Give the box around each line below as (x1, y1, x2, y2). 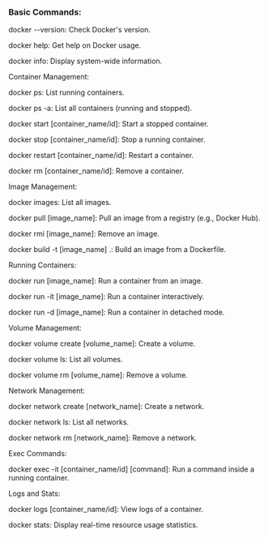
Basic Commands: (8, 6, 83, 18)
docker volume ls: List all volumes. (8, 355, 123, 365)
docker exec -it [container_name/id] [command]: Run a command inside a (8, 464, 255, 474)
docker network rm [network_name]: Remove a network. (8, 433, 197, 443)
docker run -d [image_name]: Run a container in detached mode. (8, 307, 225, 318)
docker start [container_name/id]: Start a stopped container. (8, 119, 209, 129)
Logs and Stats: (8, 489, 61, 498)
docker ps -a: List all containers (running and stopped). (8, 104, 193, 113)
